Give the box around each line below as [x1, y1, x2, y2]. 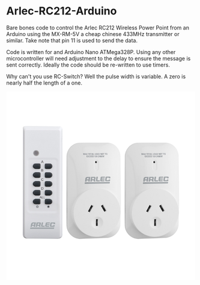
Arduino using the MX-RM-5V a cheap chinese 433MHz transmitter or [6, 30, 180, 37]
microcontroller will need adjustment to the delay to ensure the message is [6, 55, 191, 62]
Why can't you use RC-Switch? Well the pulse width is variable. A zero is [6, 73, 186, 80]
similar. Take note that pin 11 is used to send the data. [6, 37, 138, 44]
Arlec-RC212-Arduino [6, 4, 117, 18]
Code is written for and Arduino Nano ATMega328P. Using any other [6, 48, 176, 55]
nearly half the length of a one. [6, 79, 83, 86]
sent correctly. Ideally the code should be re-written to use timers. [6, 61, 170, 68]
